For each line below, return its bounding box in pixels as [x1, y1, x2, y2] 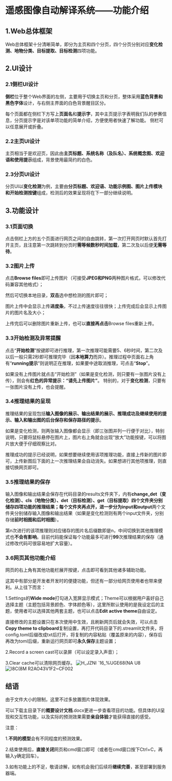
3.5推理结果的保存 [5, 478, 51, 485]
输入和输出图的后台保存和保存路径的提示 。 [14, 416, 104, 423]
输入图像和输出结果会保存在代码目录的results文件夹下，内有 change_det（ [5, 491, 162, 497]
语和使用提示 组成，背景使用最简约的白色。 [5, 156, 95, 163]
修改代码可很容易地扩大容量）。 [9, 540, 75, 547]
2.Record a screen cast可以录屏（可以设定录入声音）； [5, 649, 119, 655]
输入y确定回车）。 [5, 753, 42, 759]
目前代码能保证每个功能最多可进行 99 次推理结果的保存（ [40, 534, 160, 540]
